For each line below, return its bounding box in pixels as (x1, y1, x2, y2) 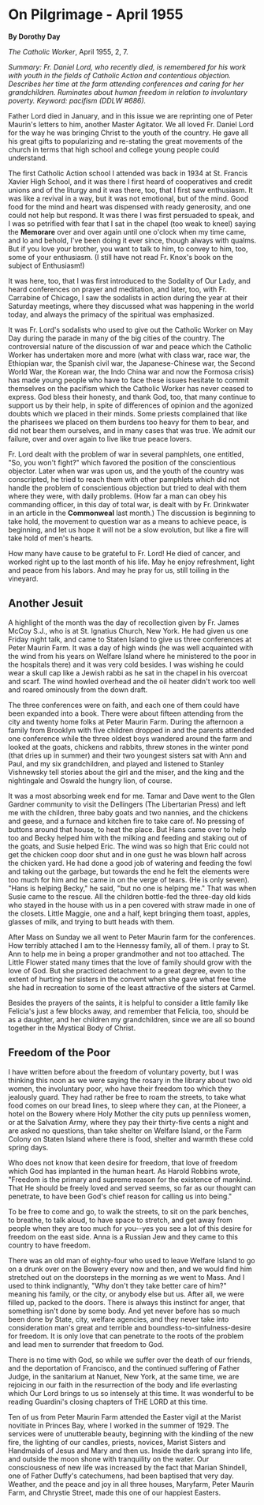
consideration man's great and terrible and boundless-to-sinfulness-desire (8, 1323, 251, 1332)
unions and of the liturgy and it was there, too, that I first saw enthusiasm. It (8, 185, 254, 194)
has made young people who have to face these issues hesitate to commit (8, 375, 250, 385)
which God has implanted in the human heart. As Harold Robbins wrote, (8, 1166, 240, 1176)
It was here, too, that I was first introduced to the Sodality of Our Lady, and (8, 276, 251, 285)
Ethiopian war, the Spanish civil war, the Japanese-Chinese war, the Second (8, 358, 255, 368)
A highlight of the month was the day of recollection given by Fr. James (8, 618, 240, 627)
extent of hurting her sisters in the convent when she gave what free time (8, 974, 247, 984)
